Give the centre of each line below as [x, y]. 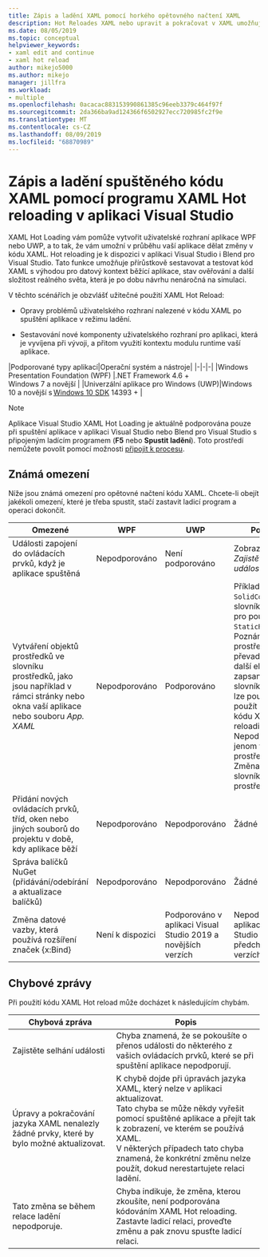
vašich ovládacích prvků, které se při [185, 1056]
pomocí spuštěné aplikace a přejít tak [186, 1119]
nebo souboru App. [49, 716]
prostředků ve [39, 656]
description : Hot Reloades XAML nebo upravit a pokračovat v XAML [121, 23]
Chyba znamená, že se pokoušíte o [181, 1036]
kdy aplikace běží [45, 849]
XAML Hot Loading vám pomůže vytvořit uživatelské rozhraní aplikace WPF [132, 237]
